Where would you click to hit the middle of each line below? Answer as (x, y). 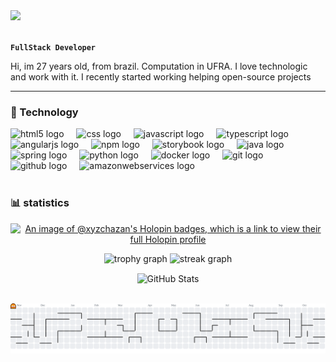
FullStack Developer (53, 48)
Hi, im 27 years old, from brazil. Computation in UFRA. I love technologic (159, 66)
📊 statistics (40, 203)
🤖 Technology (44, 112)
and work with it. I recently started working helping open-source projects (161, 77)
